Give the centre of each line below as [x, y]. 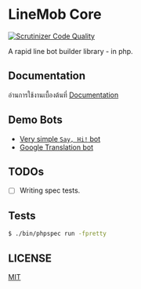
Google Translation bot [56, 147]
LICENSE [30, 258]
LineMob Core [55, 14]
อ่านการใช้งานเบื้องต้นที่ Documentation [63, 95]
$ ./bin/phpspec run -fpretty [58, 234]
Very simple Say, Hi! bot [60, 139]
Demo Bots [35, 120]
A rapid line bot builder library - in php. [70, 51]
